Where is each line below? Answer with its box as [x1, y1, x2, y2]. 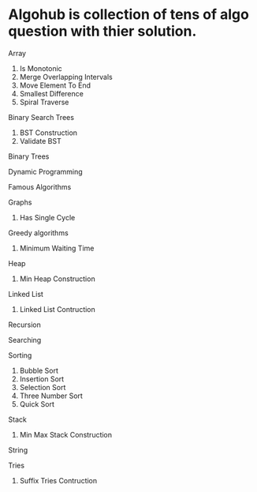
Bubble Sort [19, 366, 59, 375]
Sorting [8, 350, 32, 360]
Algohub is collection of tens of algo [8, 6, 250, 24]
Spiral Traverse [19, 97, 69, 107]
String [8, 445, 28, 455]
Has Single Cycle [19, 212, 76, 222]
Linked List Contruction [19, 304, 96, 314]
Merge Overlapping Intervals [19, 72, 113, 81]
